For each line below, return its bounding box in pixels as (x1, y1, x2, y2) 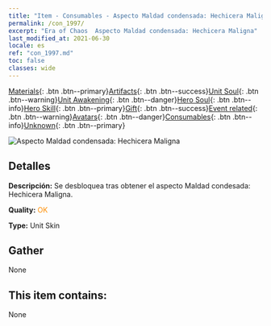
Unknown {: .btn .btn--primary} (23, 120, 126, 130)
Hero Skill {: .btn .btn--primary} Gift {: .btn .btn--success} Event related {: (23, 103, 258, 113)
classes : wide (8, 64, 56, 72)
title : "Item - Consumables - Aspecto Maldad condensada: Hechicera (8, 11, 244, 20)
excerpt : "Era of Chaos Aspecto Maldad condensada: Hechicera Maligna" (8, 27, 258, 35)
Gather (8, 243, 44, 258)
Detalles (8, 159, 51, 173)
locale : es (8, 42, 45, 50)
